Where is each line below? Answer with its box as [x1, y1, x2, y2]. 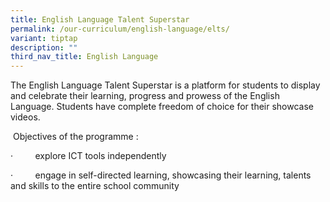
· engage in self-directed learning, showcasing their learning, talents [10, 169, 312, 181]
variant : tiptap [10, 33, 78, 43]
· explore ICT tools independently [10, 150, 167, 162]
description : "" [10, 42, 78, 53]
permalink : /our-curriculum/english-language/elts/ [10, 24, 230, 34]
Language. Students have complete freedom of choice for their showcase [10, 101, 315, 113]
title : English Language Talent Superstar [10, 14, 190, 25]
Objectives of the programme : [12, 131, 139, 143]
